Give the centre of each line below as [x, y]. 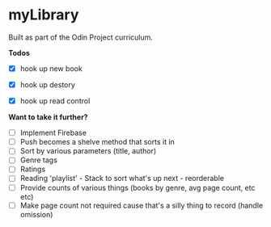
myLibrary [44, 15]
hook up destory [47, 85]
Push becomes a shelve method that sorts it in [97, 142]
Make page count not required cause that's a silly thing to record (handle [142, 205]
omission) [36, 214]
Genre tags [39, 160]
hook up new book [51, 68]
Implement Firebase [53, 133]
